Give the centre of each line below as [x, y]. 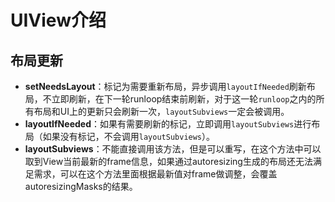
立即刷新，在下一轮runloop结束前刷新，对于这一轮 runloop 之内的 [184, 99]
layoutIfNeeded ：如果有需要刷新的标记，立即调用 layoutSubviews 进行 [168, 124]
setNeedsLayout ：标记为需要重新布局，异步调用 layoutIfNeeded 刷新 [165, 86]
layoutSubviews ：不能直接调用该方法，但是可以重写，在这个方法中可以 [173, 149]
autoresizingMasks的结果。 [81, 186]
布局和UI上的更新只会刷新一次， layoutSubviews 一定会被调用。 [161, 111]
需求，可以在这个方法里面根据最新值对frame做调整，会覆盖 [155, 174]
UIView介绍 [58, 20]
